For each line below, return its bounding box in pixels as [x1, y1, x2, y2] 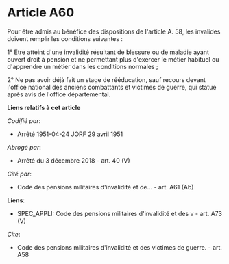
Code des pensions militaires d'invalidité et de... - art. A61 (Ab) [16, 183, 194, 191]
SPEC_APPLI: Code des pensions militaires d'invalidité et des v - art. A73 [16, 209, 223, 217]
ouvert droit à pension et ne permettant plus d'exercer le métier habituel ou [7, 55, 219, 63]
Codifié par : [7, 116, 41, 124]
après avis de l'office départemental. [7, 90, 111, 98]
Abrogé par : [7, 143, 41, 151]
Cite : [7, 230, 21, 238]
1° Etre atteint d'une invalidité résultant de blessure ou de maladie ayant [7, 48, 209, 56]
